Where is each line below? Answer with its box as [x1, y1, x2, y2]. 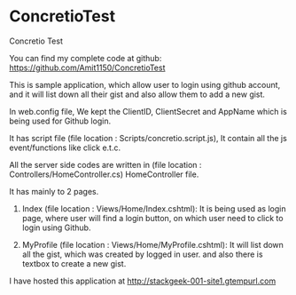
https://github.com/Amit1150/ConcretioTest [9, 62, 166, 73]
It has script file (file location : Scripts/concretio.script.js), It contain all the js [9, 132, 288, 143]
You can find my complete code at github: [9, 52, 162, 63]
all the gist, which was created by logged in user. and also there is [21, 249, 263, 259]
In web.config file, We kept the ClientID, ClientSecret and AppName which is [9, 106, 288, 116]
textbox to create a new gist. [21, 258, 127, 268]
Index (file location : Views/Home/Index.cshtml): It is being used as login [21, 203, 286, 214]
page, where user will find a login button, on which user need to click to [21, 212, 284, 223]
